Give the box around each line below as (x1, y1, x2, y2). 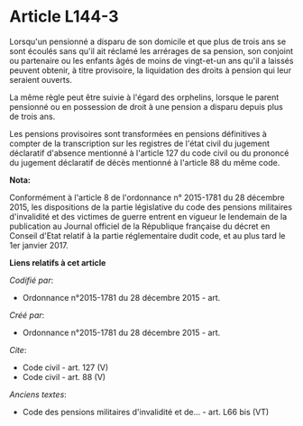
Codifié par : (9, 275, 54, 286)
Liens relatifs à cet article (9, 257, 106, 267)
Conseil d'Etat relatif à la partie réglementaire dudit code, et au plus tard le (9, 230, 286, 240)
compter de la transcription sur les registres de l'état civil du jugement (9, 138, 271, 149)
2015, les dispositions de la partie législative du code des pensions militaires (9, 201, 293, 213)
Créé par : (9, 309, 45, 321)
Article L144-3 (9, 6, 119, 27)
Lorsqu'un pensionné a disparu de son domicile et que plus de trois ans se (9, 36, 287, 47)
